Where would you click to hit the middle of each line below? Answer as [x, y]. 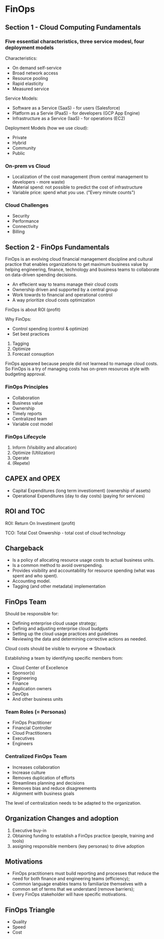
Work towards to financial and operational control [62, 295]
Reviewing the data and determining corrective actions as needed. [80, 639]
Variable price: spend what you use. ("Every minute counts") [74, 192]
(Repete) [21, 463]
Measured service [31, 89]
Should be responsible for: [32, 614]
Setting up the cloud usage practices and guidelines [65, 634]
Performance [26, 221]
